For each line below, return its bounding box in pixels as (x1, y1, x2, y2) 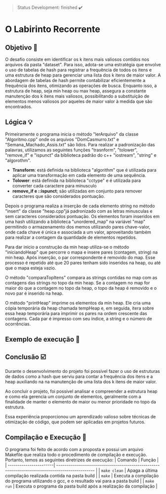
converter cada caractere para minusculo (12, 182, 97, 188)
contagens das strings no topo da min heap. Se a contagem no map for (5, 279, 150, 286)
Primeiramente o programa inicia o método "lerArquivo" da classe (5, 131, 139, 137)
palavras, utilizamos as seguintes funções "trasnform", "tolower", (5, 147, 138, 153)
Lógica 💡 (5, 118, 33, 127)
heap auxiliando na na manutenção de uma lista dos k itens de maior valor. (5, 379, 157, 385)
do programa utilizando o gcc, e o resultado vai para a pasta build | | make (5, 478, 155, 484)
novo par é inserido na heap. (5, 290, 64, 296)
